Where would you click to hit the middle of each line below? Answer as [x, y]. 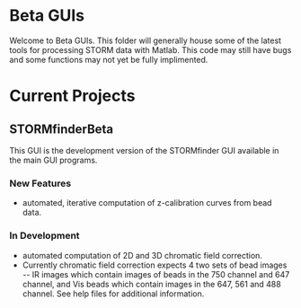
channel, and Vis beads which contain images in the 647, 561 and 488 [151, 284]
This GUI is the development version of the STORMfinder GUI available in [144, 150]
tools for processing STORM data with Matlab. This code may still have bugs [150, 49]
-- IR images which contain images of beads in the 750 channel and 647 [156, 274]
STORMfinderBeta [62, 129]
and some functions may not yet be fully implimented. [109, 59]
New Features [40, 183]
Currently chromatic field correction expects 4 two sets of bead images [155, 265]
